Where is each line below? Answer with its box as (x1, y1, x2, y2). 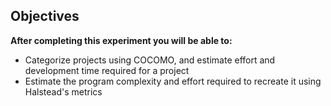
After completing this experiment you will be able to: (10, 34, 233, 46)
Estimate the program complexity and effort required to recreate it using (24, 75, 322, 87)
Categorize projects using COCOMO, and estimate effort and (24, 54, 276, 66)
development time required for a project (24, 64, 190, 76)
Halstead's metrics (24, 85, 103, 98)
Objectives (10, 8, 80, 25)
